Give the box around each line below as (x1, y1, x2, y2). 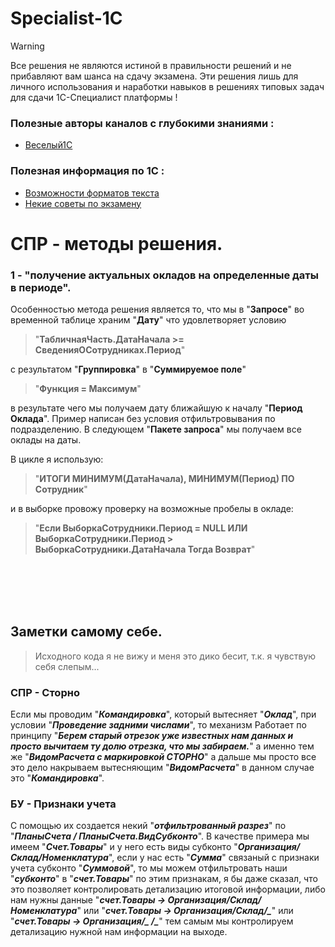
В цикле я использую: (10, 453, 104, 466)
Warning (10, 40, 45, 52)
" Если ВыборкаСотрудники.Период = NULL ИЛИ (34, 522, 248, 534)
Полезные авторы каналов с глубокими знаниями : (10, 116, 275, 130)
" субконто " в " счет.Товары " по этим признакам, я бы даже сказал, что (10, 873, 318, 885)
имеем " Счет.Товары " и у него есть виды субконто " (10, 841, 238, 853)
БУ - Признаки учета (10, 797, 117, 811)
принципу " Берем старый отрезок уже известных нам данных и (10, 730, 294, 742)
